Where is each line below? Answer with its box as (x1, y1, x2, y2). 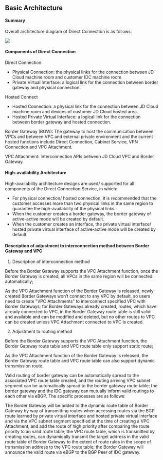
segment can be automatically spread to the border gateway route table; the (5, 383, 158, 389)
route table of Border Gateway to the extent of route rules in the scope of (5, 439, 152, 445)
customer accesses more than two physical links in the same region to (12, 200, 153, 206)
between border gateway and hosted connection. (12, 119, 111, 125)
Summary (5, 17, 25, 23)
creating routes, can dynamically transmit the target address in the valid (5, 434, 149, 440)
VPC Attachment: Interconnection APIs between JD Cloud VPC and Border (5, 153, 154, 159)
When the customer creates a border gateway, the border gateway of (12, 211, 151, 217)
